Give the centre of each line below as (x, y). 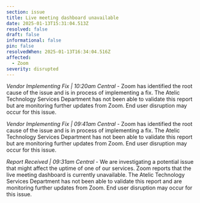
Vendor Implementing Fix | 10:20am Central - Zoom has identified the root (99, 86)
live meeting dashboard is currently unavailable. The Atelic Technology (96, 175)
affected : (19, 57)
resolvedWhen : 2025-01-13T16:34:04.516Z (59, 52)
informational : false (34, 40)
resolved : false (27, 29)
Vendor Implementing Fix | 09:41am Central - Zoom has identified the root (99, 124)
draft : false (23, 35)
